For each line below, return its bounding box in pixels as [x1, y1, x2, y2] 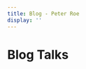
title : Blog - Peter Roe [7, 10, 80, 17]
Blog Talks [7, 47, 69, 63]
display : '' [7, 17, 42, 24]
